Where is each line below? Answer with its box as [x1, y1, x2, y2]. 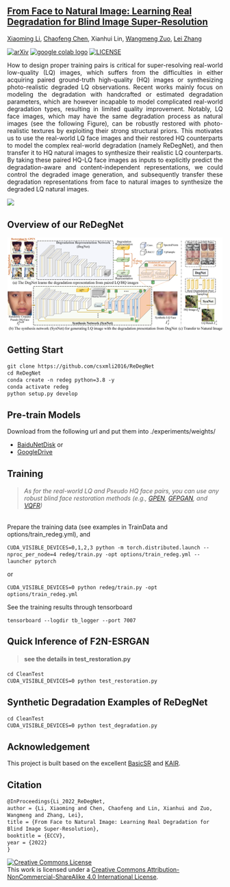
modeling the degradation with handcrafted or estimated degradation [7, 90, 223, 98]
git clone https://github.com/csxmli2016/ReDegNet [7, 363, 155, 370]
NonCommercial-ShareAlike [7, 873, 86, 881]
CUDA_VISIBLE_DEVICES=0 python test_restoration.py [7, 678, 157, 685]
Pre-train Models [7, 409, 81, 421]
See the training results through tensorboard [7, 603, 133, 611]
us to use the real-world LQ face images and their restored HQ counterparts [7, 134, 223, 142]
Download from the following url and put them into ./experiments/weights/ [7, 427, 216, 436]
